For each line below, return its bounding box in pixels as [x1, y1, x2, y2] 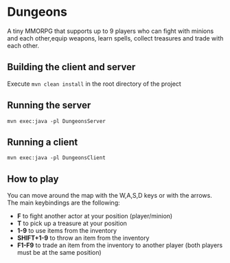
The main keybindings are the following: [7, 198, 120, 207]
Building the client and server [7, 61, 136, 73]
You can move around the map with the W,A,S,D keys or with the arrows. [7, 192, 213, 200]
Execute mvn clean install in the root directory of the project [7, 80, 182, 88]
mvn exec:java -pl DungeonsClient [7, 155, 106, 161]
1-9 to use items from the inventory [16, 227, 117, 235]
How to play [7, 173, 59, 185]
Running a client [7, 136, 78, 148]
